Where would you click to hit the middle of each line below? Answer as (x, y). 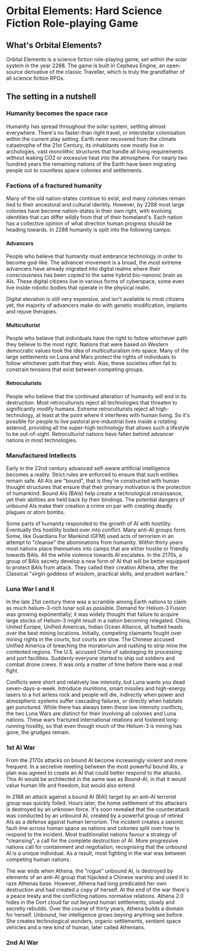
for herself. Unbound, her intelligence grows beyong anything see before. (95, 915)
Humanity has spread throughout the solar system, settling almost (86, 126)
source (15, 72)
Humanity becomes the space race (57, 113)
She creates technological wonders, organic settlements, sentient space (94, 921)
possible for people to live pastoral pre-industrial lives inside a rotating (91, 421)
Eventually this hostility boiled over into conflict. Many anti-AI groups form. (96, 530)
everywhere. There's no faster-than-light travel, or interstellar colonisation (96, 132)
